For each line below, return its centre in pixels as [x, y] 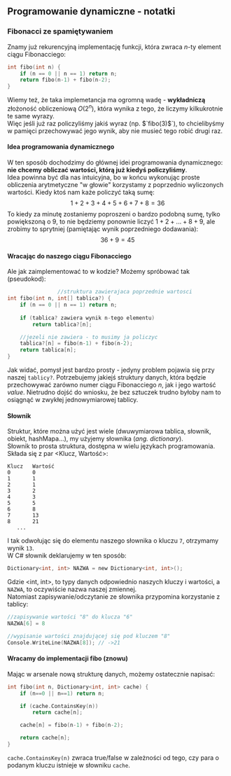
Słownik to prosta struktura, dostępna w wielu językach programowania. [111, 446]
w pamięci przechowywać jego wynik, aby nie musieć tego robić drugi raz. [115, 131]
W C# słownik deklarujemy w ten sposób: [67, 555]
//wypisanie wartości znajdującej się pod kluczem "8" [89, 636]
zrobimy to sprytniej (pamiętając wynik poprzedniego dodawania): [103, 229]
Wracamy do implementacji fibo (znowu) [68, 658]
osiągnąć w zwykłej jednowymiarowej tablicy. [73, 400]
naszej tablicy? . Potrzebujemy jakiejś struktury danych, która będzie [107, 377]
